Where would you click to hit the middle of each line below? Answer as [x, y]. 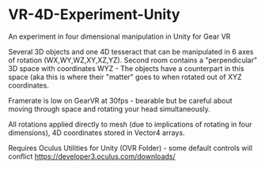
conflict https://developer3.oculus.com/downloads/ [92, 156]
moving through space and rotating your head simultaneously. [110, 109]
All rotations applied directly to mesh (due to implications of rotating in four [130, 124]
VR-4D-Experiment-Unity [94, 15]
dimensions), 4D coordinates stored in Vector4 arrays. [97, 133]
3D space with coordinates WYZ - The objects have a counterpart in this [126, 68]
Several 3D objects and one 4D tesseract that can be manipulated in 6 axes [131, 51]
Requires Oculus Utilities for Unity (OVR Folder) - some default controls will [131, 148]
